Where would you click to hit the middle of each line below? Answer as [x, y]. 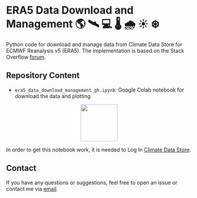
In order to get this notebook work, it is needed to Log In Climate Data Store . [99, 150]
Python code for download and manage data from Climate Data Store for [94, 44]
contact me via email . [32, 189]
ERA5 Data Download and [70, 10]
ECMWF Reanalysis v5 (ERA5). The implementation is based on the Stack [95, 50]
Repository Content [43, 75]
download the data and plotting [52, 96]
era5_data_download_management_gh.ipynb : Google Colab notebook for [99, 90]
